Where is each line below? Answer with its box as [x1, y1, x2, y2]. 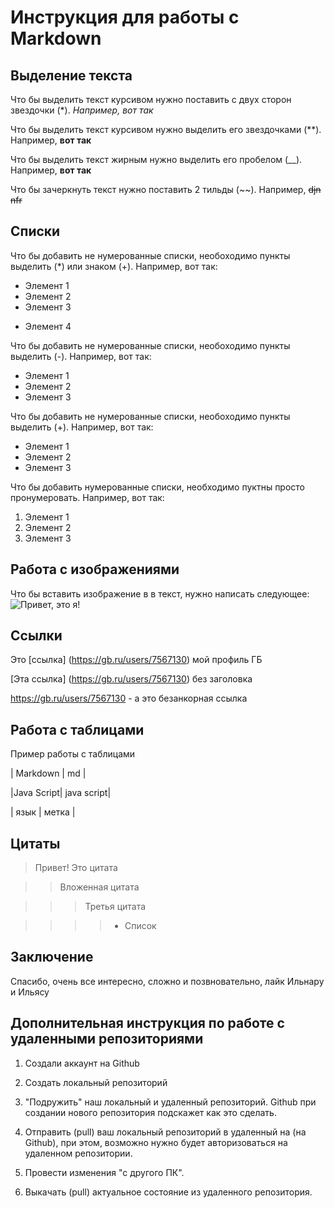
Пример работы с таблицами [10, 748, 136, 760]
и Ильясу [10, 986, 50, 998]
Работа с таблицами [10, 721, 145, 738]
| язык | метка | [10, 806, 76, 818]
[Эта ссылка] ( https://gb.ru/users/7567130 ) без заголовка [10, 673, 253, 685]
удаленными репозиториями [10, 1031, 204, 1048]
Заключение [10, 949, 94, 966]
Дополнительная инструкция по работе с [10, 1015, 285, 1032]
